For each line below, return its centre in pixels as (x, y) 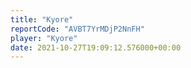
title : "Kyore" (42, 19)
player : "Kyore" (44, 38)
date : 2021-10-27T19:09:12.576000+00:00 (96, 47)
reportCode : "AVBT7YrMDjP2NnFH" (77, 29)
